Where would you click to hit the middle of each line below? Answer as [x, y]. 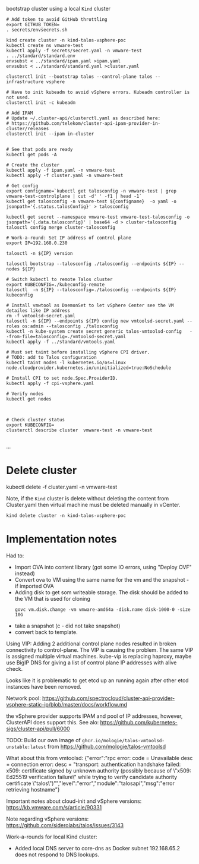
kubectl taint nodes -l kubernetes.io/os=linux [66, 362]
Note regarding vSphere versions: [48, 819]
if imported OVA [34, 586]
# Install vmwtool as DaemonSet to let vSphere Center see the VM [90, 305]
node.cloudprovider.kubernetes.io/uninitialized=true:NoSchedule [89, 368]
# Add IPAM [20, 113]
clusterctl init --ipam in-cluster [50, 134]
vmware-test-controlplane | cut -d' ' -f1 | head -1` [74, 196]
